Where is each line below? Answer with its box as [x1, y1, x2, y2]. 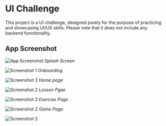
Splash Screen [44, 58, 75, 64]
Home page [38, 77, 63, 83]
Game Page [38, 106, 63, 112]
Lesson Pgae [38, 87, 66, 93]
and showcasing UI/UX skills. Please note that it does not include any [5, 24, 147, 30]
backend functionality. [5, 30, 51, 36]
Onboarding [37, 67, 63, 73]
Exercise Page [38, 96, 68, 102]
